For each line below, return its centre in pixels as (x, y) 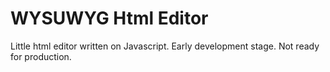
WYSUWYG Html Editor (109, 18)
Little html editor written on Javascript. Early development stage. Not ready (165, 46)
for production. (41, 56)
